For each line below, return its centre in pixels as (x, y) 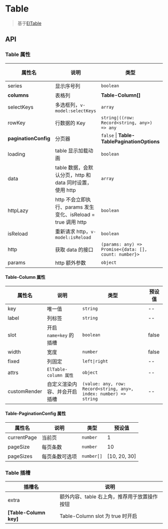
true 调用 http (71, 222)
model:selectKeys (75, 111)
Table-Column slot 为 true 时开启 (98, 516)
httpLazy (18, 210)
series (15, 86)
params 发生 (79, 207)
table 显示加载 (71, 150)
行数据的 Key (70, 123)
